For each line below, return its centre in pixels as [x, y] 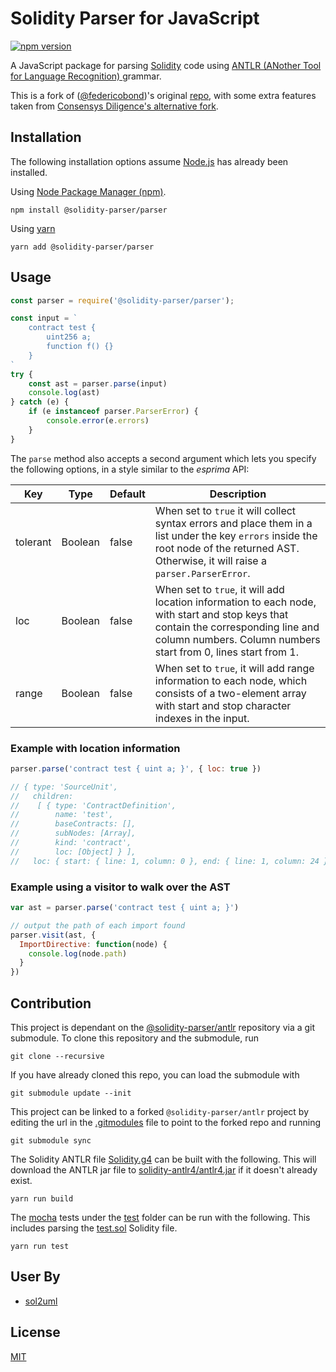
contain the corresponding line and [237, 627]
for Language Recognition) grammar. [86, 76]
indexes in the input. [202, 718]
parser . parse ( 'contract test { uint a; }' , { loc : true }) [136, 768]
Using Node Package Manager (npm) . [88, 191]
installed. [29, 172]
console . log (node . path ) [78, 953]
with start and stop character [223, 705]
